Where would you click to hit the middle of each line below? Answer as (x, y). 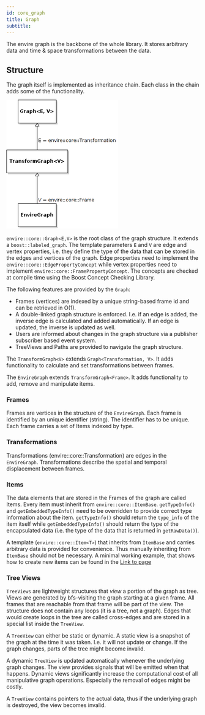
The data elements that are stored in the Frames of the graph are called (96, 498)
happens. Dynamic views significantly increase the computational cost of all (102, 674)
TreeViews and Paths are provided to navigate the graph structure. (99, 347)
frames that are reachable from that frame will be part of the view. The (95, 604)
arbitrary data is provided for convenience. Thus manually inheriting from (99, 549)
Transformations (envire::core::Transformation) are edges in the (87, 455)
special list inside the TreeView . (45, 624)
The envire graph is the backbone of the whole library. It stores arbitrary (97, 44)
